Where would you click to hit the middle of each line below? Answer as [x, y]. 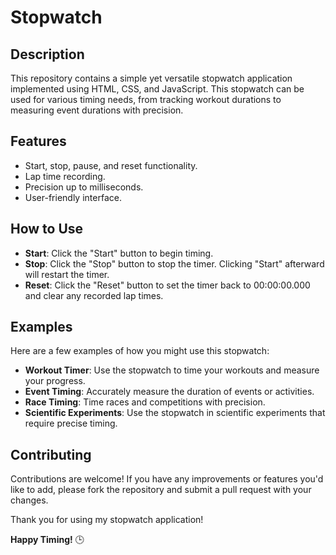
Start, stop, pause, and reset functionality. [111, 165]
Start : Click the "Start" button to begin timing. [119, 253]
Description [47, 54]
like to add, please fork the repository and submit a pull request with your [161, 490]
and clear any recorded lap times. [94, 295]
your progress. [55, 381]
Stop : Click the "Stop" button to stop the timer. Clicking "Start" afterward [174, 263]
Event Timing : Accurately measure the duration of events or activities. [169, 392]
